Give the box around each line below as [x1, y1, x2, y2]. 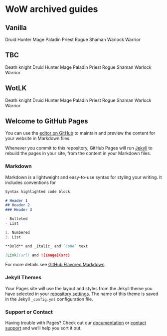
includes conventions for [5, 179, 56, 185]
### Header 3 [5, 207, 32, 212]
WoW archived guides [5, 3, 98, 15]
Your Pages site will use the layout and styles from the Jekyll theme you [5, 285, 153, 291]
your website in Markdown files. [5, 136, 71, 142]
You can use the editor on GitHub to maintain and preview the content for [5, 130, 156, 136]
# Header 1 [5, 198, 28, 203]
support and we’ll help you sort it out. [5, 325, 82, 331]
